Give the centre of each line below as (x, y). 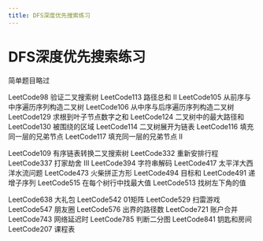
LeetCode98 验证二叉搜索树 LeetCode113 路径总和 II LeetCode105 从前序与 (130, 97)
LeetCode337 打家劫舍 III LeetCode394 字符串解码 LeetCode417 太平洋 (124, 163)
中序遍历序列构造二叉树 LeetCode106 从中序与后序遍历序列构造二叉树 (121, 106)
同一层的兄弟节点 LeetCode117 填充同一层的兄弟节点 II (96, 136)
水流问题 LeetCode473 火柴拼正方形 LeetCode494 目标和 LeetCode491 (130, 172)
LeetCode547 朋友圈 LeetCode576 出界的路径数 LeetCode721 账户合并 (123, 209)
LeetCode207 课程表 (42, 228)
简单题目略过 (29, 80)
